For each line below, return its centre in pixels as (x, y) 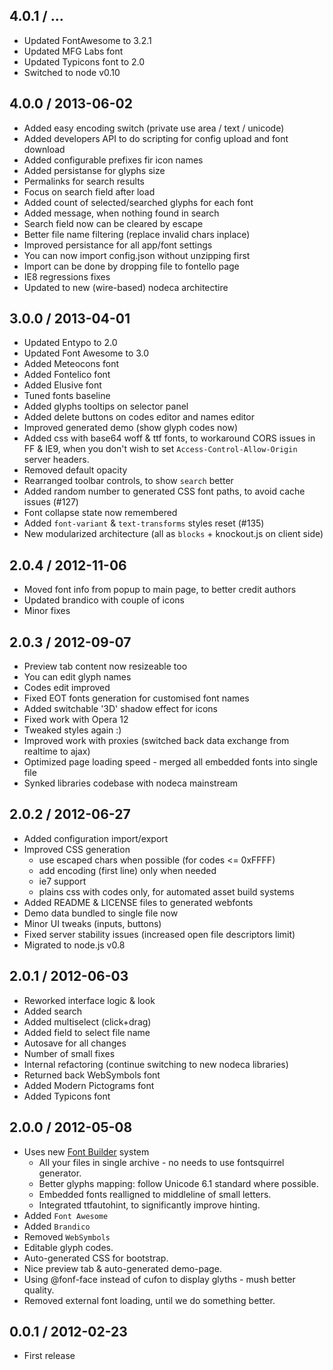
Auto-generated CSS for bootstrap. (96, 1258)
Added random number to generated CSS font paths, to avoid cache (164, 491)
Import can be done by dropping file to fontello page (131, 266)
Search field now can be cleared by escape (113, 223)
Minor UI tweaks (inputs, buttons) (92, 923)
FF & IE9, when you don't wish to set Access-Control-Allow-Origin (160, 449)
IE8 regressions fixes (67, 276)
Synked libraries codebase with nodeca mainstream (131, 783)
